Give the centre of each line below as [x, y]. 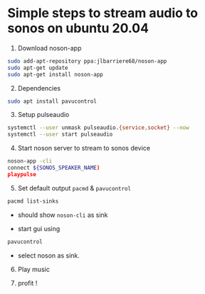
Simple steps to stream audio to [103, 13]
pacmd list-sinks [33, 201]
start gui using [39, 228]
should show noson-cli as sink [63, 215]
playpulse [22, 174]
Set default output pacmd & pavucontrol [74, 188]
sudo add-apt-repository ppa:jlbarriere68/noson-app [87, 61]
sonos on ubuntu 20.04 [78, 28]
